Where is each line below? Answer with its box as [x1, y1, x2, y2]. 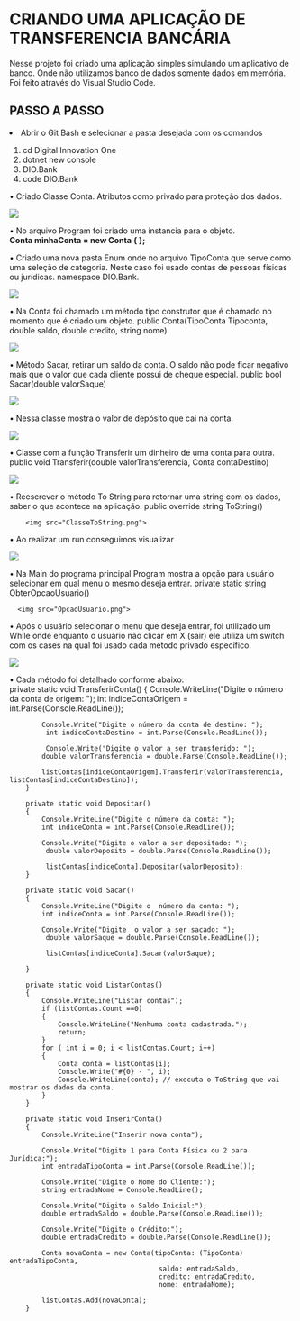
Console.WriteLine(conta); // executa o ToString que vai [57, 1075, 280, 1084]
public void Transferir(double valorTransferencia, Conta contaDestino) [9, 456, 269, 468]
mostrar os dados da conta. [9, 1082, 115, 1092]
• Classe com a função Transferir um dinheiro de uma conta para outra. [9, 447, 275, 458]
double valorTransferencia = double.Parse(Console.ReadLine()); [41, 752, 288, 761]
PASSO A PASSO [9, 104, 105, 119]
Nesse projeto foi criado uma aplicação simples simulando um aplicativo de [9, 58, 290, 68]
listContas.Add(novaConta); [41, 1296, 147, 1305]
